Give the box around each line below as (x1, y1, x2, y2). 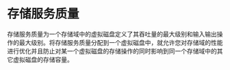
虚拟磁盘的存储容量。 (12, 55, 73, 63)
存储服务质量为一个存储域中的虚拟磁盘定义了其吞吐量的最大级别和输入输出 (7, 30, 217, 38)
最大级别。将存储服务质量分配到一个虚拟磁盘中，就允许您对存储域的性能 (18, 38, 223, 46)
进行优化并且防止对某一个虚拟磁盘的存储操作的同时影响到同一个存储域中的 (7, 47, 217, 55)
